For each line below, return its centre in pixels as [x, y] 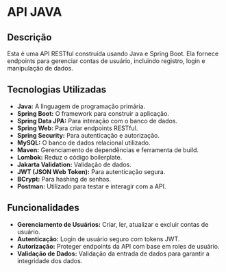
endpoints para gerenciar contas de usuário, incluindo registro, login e [106, 61]
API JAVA [35, 12]
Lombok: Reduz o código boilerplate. [70, 157]
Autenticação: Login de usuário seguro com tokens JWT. [98, 239]
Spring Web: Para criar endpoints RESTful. [77, 128]
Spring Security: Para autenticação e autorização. [88, 135]
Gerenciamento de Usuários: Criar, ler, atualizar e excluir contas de [113, 224]
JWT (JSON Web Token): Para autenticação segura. [91, 171]
